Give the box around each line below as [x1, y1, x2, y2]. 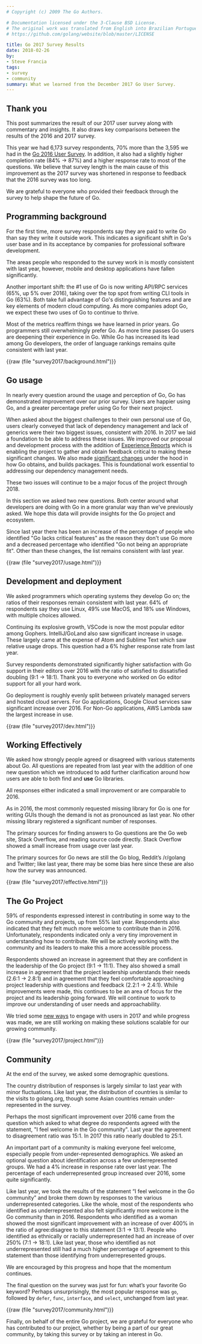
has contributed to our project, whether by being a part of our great [6, 1324, 173, 1331]
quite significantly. [6, 1176, 52, 1183]
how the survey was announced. [6, 867, 87, 874]
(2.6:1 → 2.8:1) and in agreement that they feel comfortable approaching [6, 975, 185, 983]
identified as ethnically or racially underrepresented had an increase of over [6, 1232, 194, 1240]
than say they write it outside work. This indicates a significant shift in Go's [6, 234, 192, 241]
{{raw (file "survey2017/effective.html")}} [6, 879, 108, 886]
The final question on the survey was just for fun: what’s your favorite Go [6, 1281, 187, 1288]
